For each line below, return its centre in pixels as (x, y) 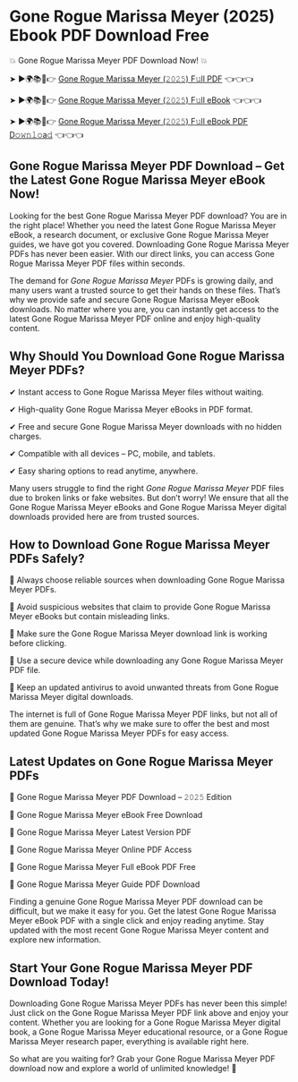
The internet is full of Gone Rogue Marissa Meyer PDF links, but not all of (144, 714)
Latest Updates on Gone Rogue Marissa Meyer (141, 761)
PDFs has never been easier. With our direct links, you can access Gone (142, 253)
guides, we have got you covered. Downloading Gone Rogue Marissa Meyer (149, 244)
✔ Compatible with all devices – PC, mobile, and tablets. (112, 453)
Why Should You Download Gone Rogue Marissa (147, 357)
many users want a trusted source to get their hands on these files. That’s (145, 290)
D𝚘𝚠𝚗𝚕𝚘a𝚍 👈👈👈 (47, 134)
